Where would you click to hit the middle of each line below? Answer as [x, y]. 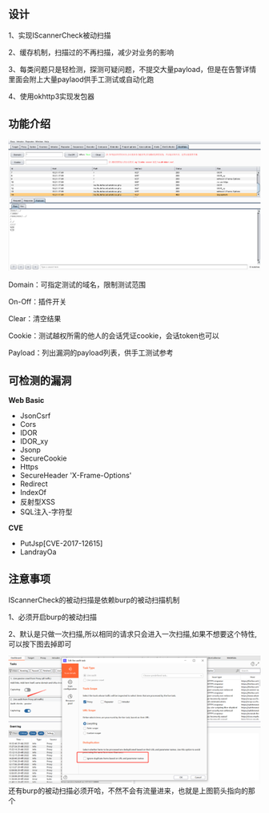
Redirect [34, 484]
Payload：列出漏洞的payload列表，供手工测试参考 [91, 353]
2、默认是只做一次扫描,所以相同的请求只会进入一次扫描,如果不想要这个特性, [133, 634]
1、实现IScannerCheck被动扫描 [60, 35]
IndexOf [33, 493]
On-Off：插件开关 [37, 302]
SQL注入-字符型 [46, 512]
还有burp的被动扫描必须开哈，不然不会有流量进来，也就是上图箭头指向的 [128, 791]
